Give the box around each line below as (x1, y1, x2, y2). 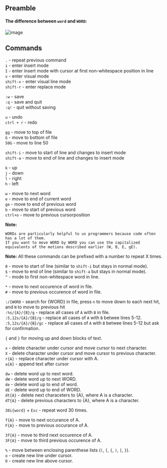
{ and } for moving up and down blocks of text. (5, 335, 103, 341)
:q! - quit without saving (5, 104, 56, 110)
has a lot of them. (5, 236, 46, 241)
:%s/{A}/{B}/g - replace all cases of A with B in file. (5, 309, 110, 316)
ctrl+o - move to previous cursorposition (5, 212, 90, 218)
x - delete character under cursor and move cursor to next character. (5, 345, 148, 351)
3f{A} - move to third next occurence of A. (5, 432, 93, 438)
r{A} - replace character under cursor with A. (5, 356, 99, 362)
